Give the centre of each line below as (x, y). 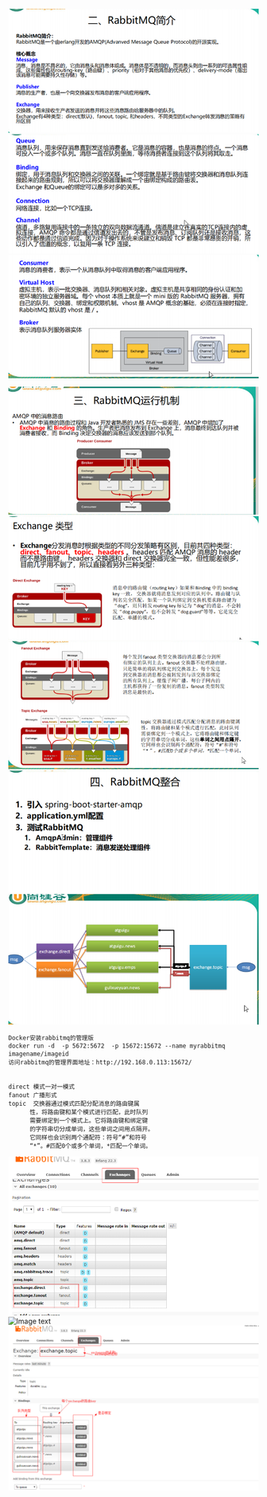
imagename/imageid (39, 1054)
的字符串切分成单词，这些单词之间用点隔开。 (91, 1129)
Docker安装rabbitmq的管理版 (51, 1038)
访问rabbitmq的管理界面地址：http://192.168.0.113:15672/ (100, 1062)
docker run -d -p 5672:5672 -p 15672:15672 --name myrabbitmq (117, 1046)
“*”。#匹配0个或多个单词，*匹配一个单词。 (91, 1146)
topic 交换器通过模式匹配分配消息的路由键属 (74, 1103)
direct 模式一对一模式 (42, 1087)
